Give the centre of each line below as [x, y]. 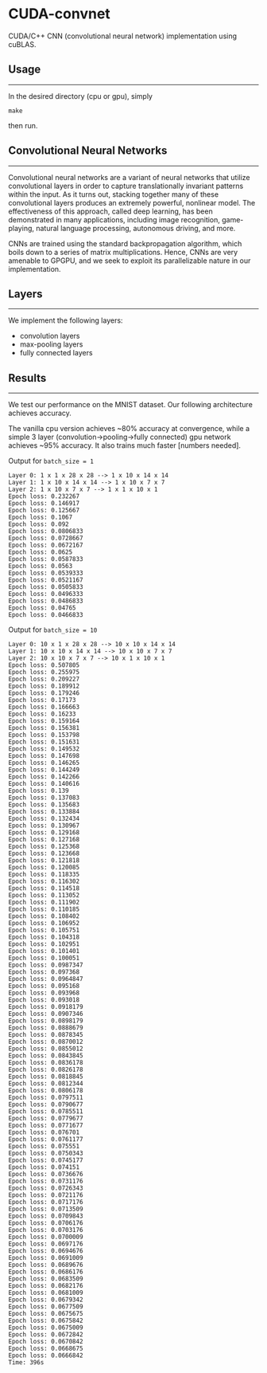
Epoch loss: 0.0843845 [46, 1056]
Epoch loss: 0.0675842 [46, 1321]
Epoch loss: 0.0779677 [46, 1119]
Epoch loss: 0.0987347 [46, 965]
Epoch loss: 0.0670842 [46, 1342]
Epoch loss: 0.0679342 [46, 1300]
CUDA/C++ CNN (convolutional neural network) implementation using [122, 36]
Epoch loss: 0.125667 [44, 511]
